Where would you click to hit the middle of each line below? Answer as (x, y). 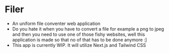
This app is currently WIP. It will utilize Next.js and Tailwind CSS (79, 45)
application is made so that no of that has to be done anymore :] (79, 40)
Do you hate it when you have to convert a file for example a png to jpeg (88, 29)
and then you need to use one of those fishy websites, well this (78, 34)
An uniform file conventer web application (56, 23)
